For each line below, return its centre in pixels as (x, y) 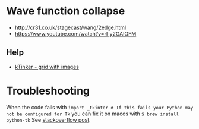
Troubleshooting (48, 91)
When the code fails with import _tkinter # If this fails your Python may (100, 107)
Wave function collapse (66, 11)
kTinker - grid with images (47, 67)
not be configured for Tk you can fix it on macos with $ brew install (93, 114)
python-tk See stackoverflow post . (48, 119)
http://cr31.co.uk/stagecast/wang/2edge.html (70, 27)
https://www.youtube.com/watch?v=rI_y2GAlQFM (75, 33)
